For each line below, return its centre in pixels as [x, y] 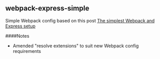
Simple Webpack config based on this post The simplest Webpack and [80, 20]
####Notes [17, 36]
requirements [27, 51]
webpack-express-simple [47, 8]
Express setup [21, 26]
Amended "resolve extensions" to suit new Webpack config [76, 46]
